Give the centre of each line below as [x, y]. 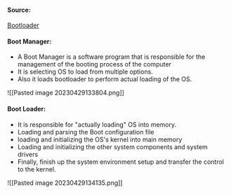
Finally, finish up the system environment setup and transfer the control [121, 162]
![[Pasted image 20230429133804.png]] [66, 93]
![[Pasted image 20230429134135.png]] [65, 183]
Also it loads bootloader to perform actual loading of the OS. [105, 79]
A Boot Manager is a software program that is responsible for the [111, 57]
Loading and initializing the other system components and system [113, 146]
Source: [19, 10]
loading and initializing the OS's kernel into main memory [100, 139]
